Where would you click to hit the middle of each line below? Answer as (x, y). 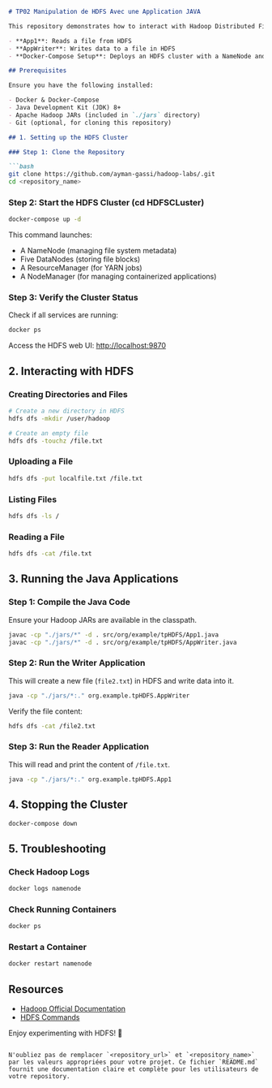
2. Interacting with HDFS (71, 371)
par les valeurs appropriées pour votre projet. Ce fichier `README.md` (134, 1062)
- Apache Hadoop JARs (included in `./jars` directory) (104, 115)
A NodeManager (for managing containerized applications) (118, 277)
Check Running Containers (63, 909)
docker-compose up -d (45, 219)
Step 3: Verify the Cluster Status (74, 298)
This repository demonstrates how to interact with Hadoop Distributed (132, 26)
